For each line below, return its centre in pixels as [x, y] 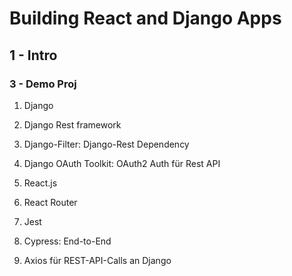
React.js [40, 183]
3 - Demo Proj [43, 84]
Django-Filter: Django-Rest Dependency [106, 144]
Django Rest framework [72, 124]
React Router [50, 202]
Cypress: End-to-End [67, 241]
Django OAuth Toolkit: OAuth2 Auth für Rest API [122, 163]
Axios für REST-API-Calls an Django [97, 260]
